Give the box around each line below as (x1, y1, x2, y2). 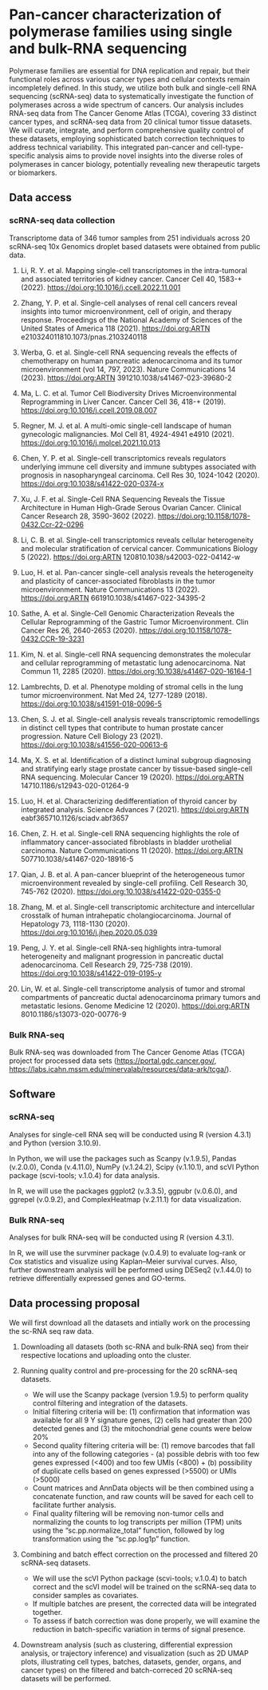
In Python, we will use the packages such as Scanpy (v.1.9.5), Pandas (9, 1153, 237, 1163)
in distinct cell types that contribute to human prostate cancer (20, 723, 224, 732)
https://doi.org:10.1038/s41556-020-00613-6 (20, 740, 168, 749)
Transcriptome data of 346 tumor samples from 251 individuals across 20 (9, 233, 250, 243)
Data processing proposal (9, 1296, 140, 1311)
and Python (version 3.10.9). (9, 1138, 101, 1148)
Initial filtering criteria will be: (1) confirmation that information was (32, 1406, 250, 1416)
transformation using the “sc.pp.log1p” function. (32, 1533, 191, 1543)
